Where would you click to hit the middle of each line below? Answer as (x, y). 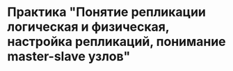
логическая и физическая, (88, 27)
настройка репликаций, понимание (116, 42)
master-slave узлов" (69, 57)
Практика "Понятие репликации (107, 12)
